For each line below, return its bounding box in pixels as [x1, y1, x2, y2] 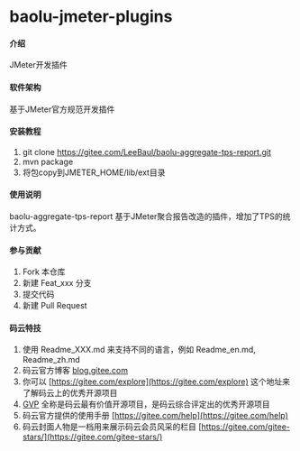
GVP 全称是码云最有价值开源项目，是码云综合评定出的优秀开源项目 [22, 399, 270, 410]
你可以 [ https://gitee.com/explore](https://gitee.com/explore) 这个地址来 [22, 376, 291, 387]
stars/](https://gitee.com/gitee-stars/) [22, 431, 163, 443]
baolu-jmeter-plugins [9, 6, 173, 27]
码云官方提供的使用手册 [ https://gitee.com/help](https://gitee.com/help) [22, 410, 288, 421]
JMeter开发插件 [9, 60, 68, 70]
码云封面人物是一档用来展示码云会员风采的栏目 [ [22, 421, 202, 432]
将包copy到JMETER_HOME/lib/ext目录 [22, 167, 166, 178]
